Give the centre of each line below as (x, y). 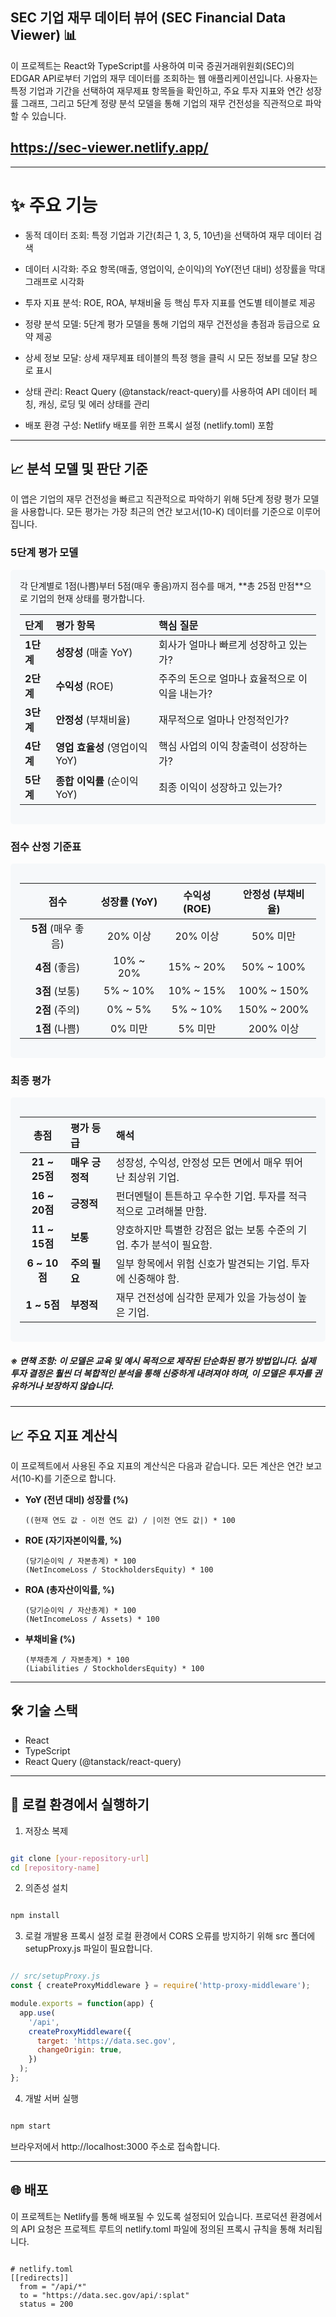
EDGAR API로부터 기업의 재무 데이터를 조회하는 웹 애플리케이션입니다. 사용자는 (164, 78)
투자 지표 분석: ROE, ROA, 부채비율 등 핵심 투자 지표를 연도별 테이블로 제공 (170, 302)
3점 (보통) (57, 991)
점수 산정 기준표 (46, 846)
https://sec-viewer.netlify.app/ (109, 148)
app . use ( (37, 2013)
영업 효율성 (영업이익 (101, 747)
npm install (35, 1916)
